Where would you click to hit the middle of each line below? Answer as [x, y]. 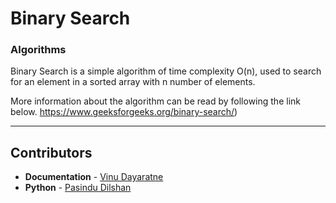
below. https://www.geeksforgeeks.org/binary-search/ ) [124, 112]
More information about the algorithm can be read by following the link [155, 101]
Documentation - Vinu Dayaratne [94, 177]
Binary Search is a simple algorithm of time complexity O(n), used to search [166, 71]
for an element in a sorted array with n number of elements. [133, 82]
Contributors [51, 152]
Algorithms [38, 50]
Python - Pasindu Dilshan [78, 188]
